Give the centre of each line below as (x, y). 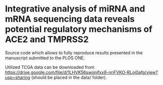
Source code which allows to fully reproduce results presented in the (74, 53)
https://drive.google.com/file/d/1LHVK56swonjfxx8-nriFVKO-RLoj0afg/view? (81, 72)
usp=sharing (18, 77)
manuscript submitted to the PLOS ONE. (45, 58)
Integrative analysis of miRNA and (75, 9)
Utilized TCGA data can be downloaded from (50, 67)
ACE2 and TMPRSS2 (47, 40)
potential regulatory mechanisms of (79, 29)
